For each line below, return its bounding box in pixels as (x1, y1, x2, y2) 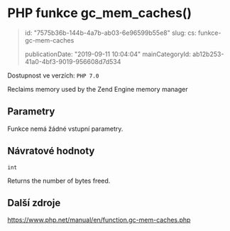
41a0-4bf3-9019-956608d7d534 (24, 57, 121, 65)
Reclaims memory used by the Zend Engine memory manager (7, 85, 188, 93)
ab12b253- (192, 50, 224, 58)
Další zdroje (7, 197, 61, 209)
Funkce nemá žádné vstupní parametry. (7, 124, 124, 133)
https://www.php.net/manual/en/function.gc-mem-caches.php (7, 215, 191, 225)
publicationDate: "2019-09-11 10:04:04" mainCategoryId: (24, 50, 192, 58)
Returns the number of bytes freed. (7, 176, 111, 185)
